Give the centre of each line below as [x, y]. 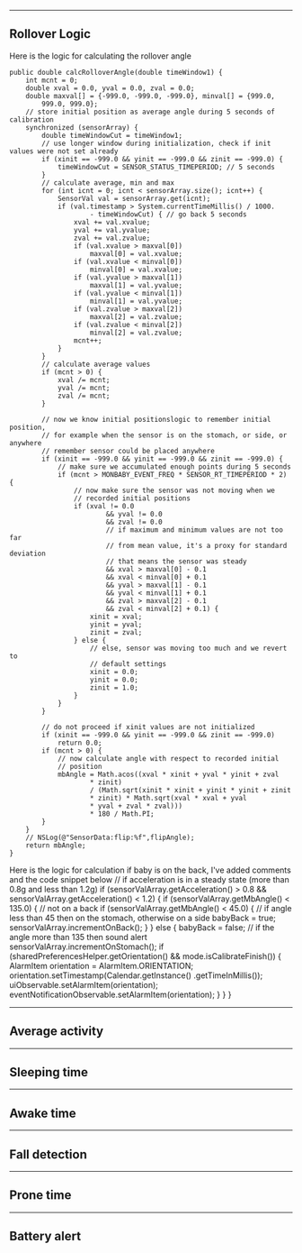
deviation [28, 553]
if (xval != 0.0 [104, 506]
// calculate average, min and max [108, 183]
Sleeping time [49, 1072]
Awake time [43, 1113]
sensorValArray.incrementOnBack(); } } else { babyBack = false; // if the [142, 927]
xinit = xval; [116, 617]
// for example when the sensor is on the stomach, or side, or [164, 435]
